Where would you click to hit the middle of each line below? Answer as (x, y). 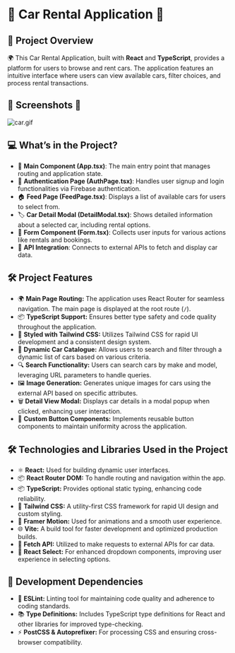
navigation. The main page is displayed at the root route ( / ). (104, 309)
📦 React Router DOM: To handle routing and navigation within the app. (121, 478)
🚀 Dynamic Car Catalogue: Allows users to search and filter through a (120, 350)
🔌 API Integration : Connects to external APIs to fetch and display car (117, 247)
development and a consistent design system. (84, 342)
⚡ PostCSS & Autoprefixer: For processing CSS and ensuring (107, 633)
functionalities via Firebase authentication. (79, 188)
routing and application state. (60, 173)
